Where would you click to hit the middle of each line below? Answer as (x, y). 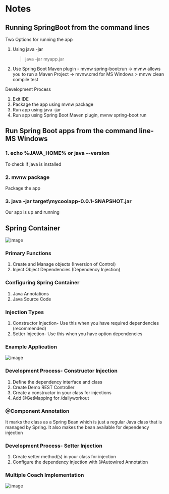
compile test (25, 79)
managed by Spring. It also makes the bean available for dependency (77, 427)
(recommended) (29, 328)
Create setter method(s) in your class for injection (64, 457)
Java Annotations (31, 293)
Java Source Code (32, 299)
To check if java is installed (33, 164)
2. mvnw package (27, 177)
